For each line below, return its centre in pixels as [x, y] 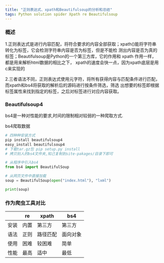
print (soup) [17, 189]
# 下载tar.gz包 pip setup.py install [43, 149]
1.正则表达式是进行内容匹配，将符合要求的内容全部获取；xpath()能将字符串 [81, 44]
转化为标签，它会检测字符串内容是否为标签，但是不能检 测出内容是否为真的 [81, 50]
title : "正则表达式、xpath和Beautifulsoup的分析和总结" [59, 10]
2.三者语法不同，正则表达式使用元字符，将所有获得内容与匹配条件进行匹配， [82, 79]
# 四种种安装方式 [20, 136]
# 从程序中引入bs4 [22, 163]
